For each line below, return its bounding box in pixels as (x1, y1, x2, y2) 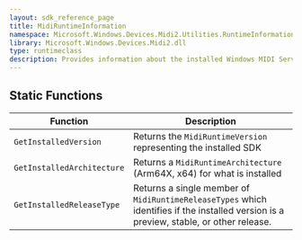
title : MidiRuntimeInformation (9, 22, 127, 31)
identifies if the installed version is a (133, 204, 285, 217)
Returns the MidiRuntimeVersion (133, 129, 268, 142)
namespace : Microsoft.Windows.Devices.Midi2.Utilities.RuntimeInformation (9, 30, 296, 39)
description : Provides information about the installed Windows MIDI (9, 55, 276, 64)
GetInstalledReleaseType (13, 200, 120, 209)
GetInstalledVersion (13, 137, 102, 147)
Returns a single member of (133, 182, 250, 194)
